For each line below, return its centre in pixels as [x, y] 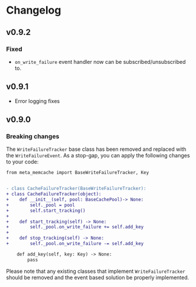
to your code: [22, 162]
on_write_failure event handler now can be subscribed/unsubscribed [100, 62]
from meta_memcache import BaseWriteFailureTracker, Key [78, 173]
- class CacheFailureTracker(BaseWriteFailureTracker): [76, 189]
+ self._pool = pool [41, 205]
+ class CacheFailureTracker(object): [54, 194]
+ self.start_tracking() [46, 211]
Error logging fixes [37, 101]
